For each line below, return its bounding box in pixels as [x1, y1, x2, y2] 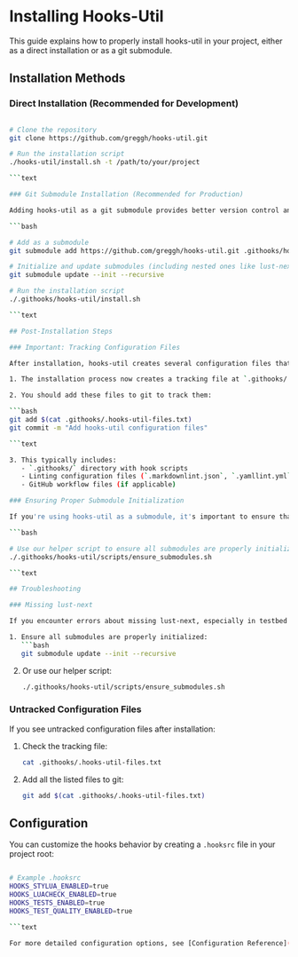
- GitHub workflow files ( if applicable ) [20, 480, 176, 489]
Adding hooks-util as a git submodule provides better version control [9, 206, 279, 215]
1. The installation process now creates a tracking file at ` [9, 375, 248, 384]
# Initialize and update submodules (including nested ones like [9, 262, 255, 272]
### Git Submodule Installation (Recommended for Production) [9, 190, 244, 199]
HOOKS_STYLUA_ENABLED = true [9, 882, 109, 891]
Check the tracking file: [21, 740, 108, 751]
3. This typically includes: [9, 455, 117, 464]
